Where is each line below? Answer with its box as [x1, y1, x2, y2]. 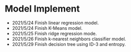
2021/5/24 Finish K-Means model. [12, 25, 83, 31]
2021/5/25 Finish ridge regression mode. [12, 30, 97, 36]
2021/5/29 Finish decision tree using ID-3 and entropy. [12, 41, 126, 47]
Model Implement [5, 3, 80, 15]
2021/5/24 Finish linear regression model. [12, 20, 99, 26]
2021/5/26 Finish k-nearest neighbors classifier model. [12, 36, 126, 42]
